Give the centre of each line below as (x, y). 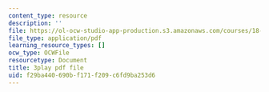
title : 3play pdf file (46, 68)
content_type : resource (48, 16)
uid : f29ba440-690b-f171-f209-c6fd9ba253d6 (82, 75)
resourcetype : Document (48, 61)
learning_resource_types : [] (57, 46)
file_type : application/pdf (55, 38)
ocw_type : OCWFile (39, 53)
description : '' (35, 23)
